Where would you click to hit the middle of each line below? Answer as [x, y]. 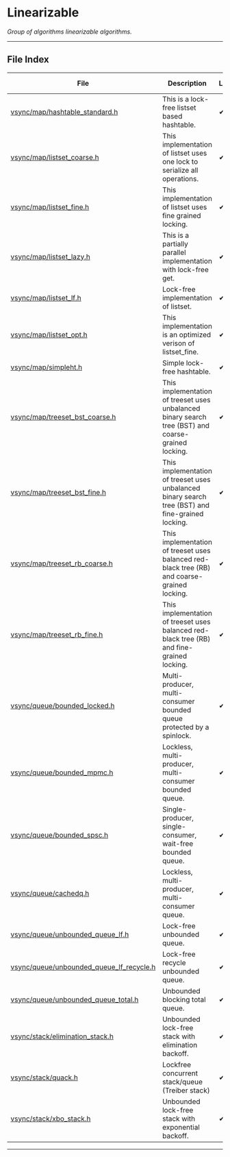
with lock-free [185, 269]
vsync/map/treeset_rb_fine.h [57, 634]
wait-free [178, 843]
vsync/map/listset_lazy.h [50, 256]
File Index [28, 60]
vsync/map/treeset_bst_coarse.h [63, 417]
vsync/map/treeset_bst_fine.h [58, 492]
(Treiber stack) [186, 1090]
